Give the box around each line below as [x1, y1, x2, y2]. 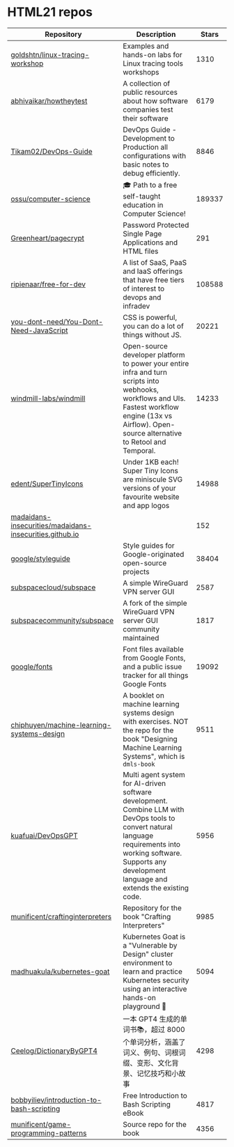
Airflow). [123, 419, 151, 429]
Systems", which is [123, 751, 185, 761]
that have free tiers [123, 275, 185, 284]
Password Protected [123, 220, 189, 230]
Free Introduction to [123, 1091, 188, 1100]
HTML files [123, 246, 159, 256]
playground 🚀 [123, 1001, 167, 1011]
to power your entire [123, 358, 189, 368]
